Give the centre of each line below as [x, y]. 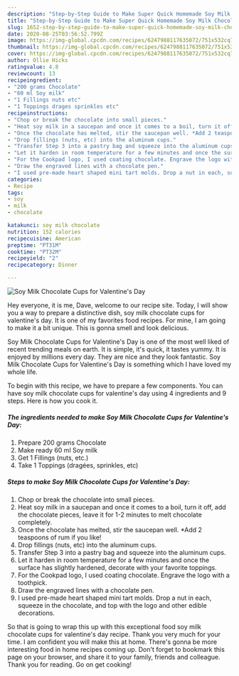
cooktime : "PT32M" [34, 252]
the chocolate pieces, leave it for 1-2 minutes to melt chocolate [110, 514]
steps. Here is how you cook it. [53, 401]
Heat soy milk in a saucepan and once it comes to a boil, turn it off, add [122, 507]
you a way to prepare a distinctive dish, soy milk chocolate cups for [106, 313]
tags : [15, 193]
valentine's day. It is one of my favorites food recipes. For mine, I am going [117, 320]
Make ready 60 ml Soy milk [58, 450]
